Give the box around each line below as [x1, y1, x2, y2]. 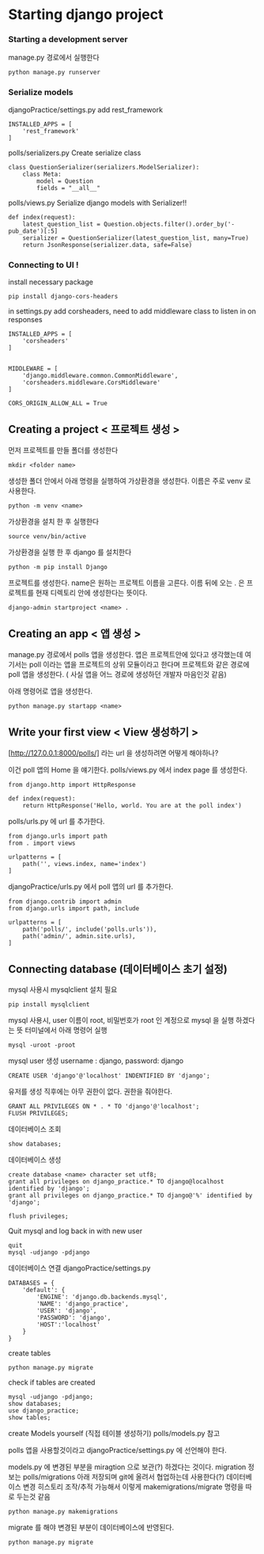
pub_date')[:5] [8, 227, 58, 235]
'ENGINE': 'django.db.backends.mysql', [36, 1293, 168, 1301]
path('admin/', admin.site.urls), [22, 932, 136, 940]
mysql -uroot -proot [8, 1041, 77, 1050]
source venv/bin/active [8, 532, 87, 540]
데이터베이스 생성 [8, 1155, 62, 1165]
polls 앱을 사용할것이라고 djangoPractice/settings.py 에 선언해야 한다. [8, 1446, 227, 1455]
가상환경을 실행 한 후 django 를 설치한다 [8, 547, 132, 557]
